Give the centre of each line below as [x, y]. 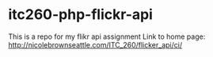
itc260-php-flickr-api [80, 15]
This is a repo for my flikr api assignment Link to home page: [107, 36]
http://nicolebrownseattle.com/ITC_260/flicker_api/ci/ [95, 44]
